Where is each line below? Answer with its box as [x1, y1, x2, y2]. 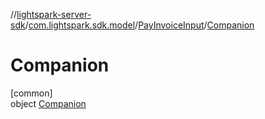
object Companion [10, 97, 87, 109]
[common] [10, 87, 53, 99]
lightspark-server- [16, 9, 92, 20]
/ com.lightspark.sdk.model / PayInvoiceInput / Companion [24, 19, 255, 31]
